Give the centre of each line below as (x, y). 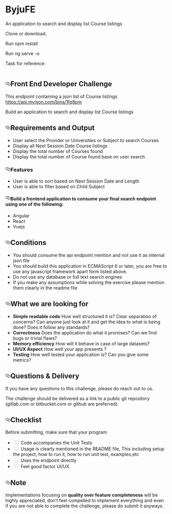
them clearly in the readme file (45, 288)
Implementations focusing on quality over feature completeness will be (82, 495)
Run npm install (22, 43)
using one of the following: (34, 204)
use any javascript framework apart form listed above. (70, 271)
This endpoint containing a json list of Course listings (61, 96)
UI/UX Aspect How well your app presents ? (60, 349)
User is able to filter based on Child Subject (59, 186)
